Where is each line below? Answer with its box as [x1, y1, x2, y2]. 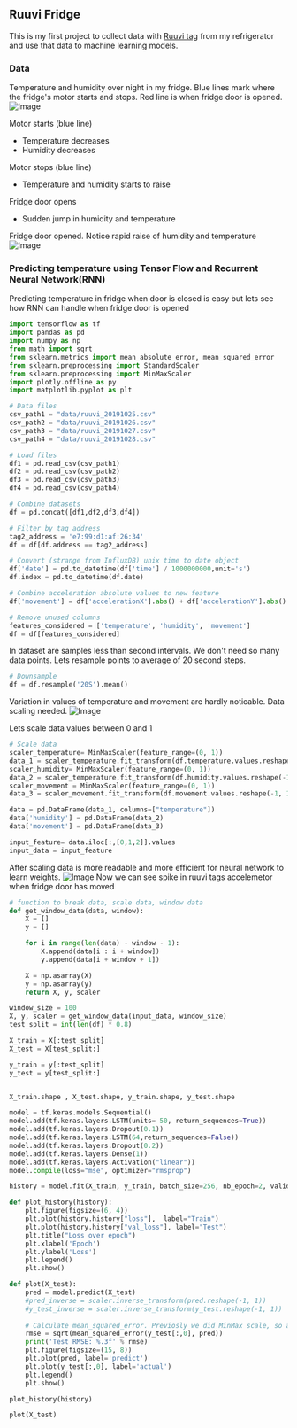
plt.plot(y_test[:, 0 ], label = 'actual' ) [25, 1362, 172, 1371]
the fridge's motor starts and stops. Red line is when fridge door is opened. [9, 92, 283, 103]
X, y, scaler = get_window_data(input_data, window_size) [9, 1012, 227, 1021]
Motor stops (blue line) [9, 162, 92, 173]
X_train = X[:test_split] [9, 1036, 104, 1045]
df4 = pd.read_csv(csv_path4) [9, 484, 121, 493]
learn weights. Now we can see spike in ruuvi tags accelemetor [9, 872, 273, 882]
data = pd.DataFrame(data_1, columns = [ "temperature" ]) [9, 805, 216, 814]
